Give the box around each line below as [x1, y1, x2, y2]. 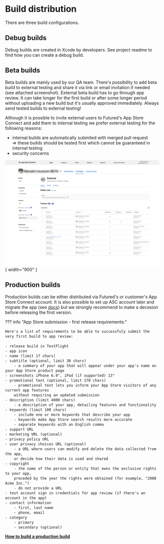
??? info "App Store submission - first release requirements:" [5, 319, 127, 325]
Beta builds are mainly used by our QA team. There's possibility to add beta [5, 79, 157, 85]
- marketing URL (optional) [5, 432, 63, 437]
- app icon [5, 349, 27, 354]
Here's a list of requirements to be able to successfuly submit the [5, 329, 150, 334]
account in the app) [5, 496, 47, 500]
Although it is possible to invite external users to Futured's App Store [5, 115, 143, 120]
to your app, [5, 471, 32, 476]
